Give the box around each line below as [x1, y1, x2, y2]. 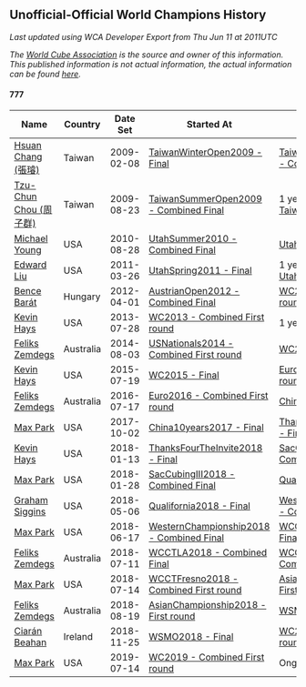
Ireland [63, 631, 94, 643]
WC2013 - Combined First [148, 311, 265, 324]
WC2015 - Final [148, 369, 220, 381]
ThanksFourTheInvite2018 [148, 441, 263, 454]
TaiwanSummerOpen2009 [148, 193, 262, 206]
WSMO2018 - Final [148, 631, 234, 643]
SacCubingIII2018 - [148, 468, 236, 480]
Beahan [14, 636, 47, 649]
